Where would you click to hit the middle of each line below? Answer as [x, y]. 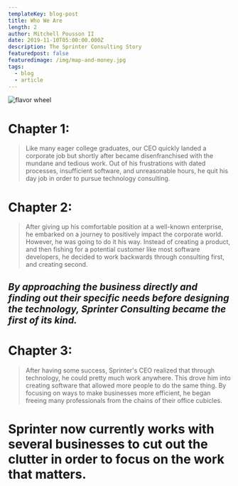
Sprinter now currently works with [112, 429]
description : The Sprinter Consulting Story [75, 47]
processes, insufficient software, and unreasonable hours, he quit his [127, 171]
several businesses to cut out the [108, 444]
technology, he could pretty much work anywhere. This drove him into [128, 377]
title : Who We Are [35, 21]
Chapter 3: [40, 350]
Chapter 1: [39, 129]
